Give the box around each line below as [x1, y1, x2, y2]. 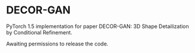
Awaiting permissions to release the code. [6, 40, 108, 47]
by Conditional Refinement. [6, 29, 73, 36]
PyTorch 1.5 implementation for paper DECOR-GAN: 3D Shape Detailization [6, 23, 190, 30]
